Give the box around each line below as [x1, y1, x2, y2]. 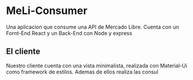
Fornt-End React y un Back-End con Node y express [6, 29, 133, 36]
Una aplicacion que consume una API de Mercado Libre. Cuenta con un [6, 23, 179, 30]
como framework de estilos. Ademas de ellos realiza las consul [6, 68, 158, 75]
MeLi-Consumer [6, 4, 88, 18]
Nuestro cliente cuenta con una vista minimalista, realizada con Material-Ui [6, 62, 188, 69]
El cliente [6, 47, 40, 57]
